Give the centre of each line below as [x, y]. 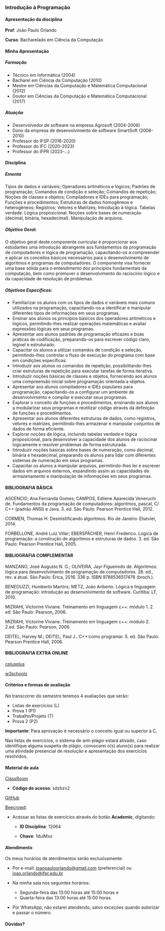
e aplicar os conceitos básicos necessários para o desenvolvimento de [77, 258]
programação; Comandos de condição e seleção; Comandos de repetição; [81, 192]
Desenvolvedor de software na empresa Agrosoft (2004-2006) [76, 125]
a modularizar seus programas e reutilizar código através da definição [83, 408]
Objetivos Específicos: [29, 290]
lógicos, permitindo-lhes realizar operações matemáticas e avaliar [79, 324]
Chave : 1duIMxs [36, 836]
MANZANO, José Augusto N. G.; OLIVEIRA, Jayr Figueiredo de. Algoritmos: [81, 567]
